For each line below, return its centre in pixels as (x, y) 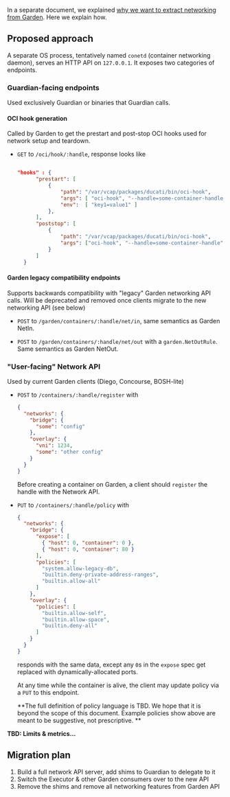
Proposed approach (50, 39)
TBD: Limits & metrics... (42, 733)
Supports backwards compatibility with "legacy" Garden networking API (109, 293)
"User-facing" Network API (54, 367)
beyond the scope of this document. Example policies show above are (116, 713)
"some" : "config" (60, 426)
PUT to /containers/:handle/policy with (73, 505)
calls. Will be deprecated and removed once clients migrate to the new (107, 300)
